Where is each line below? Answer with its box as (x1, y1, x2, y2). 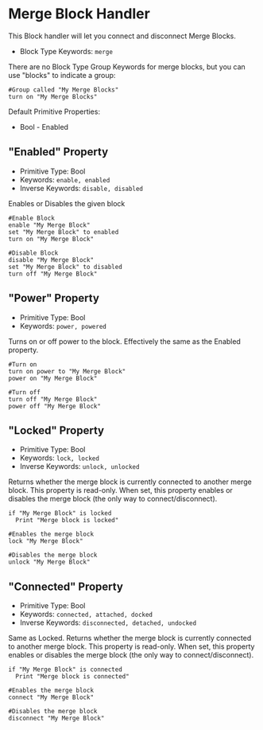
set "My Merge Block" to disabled (8, 263, 123, 271)
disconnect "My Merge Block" (8, 714, 105, 723)
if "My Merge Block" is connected (8, 666, 123, 673)
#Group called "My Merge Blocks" (8, 85, 119, 94)
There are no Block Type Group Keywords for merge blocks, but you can (8, 61, 246, 72)
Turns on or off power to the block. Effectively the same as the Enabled (8, 336, 241, 346)
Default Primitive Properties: (8, 107, 101, 116)
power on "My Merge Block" (8, 374, 98, 382)
